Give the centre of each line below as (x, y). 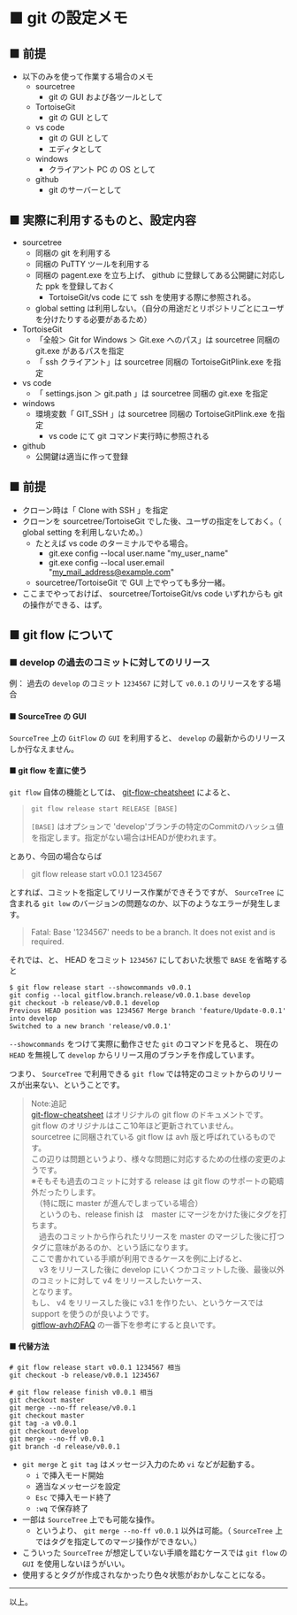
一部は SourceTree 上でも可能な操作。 (91, 1519)
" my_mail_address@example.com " (111, 572)
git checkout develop (49, 1431)
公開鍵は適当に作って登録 (81, 456)
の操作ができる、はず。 (65, 604)
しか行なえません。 (44, 749)
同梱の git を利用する (73, 252)
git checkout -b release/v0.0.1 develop (85, 1003)
